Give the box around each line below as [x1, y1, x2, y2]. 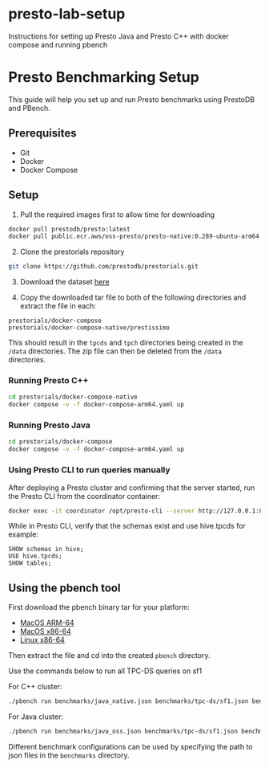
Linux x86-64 [19, 635, 66, 645]
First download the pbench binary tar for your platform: [8, 603, 191, 612]
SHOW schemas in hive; [8, 545, 84, 554]
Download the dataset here [19, 277, 110, 287]
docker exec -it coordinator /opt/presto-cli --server [8, 507, 195, 515]
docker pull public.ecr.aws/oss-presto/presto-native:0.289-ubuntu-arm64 [8, 232, 260, 241]
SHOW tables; [8, 559, 52, 567]
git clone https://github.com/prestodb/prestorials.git [8, 263, 199, 271]
